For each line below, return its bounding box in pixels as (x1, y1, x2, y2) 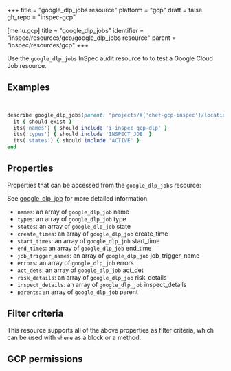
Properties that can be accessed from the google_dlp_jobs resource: (7, 181, 201, 189)
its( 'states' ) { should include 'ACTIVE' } (13, 137, 140, 144)
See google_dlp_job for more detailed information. (7, 194, 149, 202)
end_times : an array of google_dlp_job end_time (16, 244, 152, 252)
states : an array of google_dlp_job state (16, 222, 131, 230)
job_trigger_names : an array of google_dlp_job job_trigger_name (16, 251, 200, 260)
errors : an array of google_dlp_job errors (16, 258, 134, 267)
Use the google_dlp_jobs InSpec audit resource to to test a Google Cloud (7, 54, 213, 63)
